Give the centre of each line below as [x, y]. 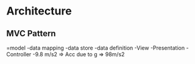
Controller [19, 54]
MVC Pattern [31, 34]
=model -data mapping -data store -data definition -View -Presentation [95, 48]
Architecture [39, 11]
